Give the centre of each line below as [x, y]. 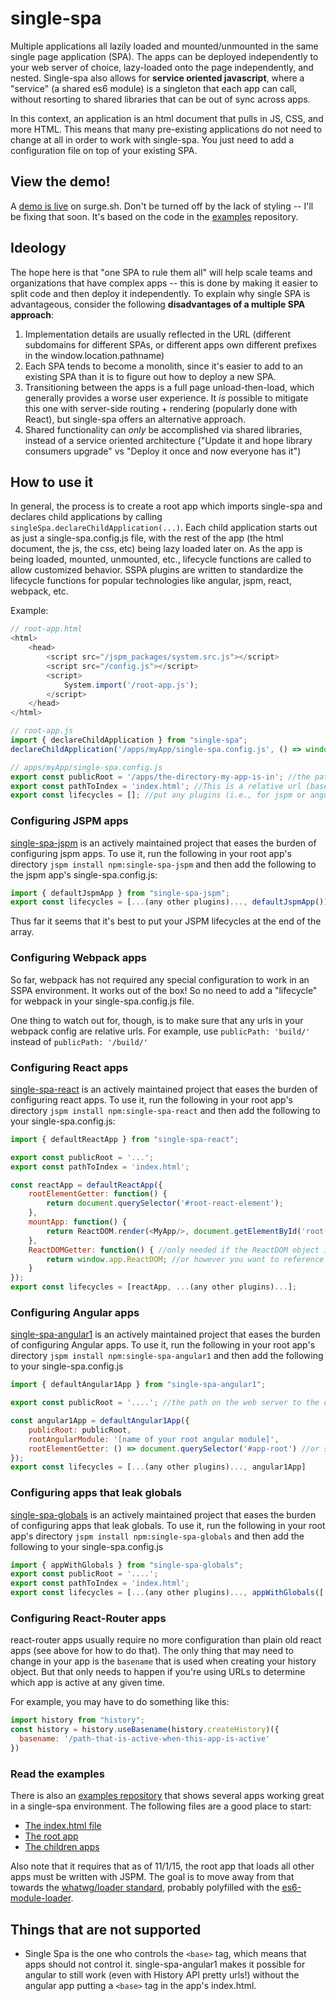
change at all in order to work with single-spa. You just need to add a [152, 139]
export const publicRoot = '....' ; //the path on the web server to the [165, 1403]
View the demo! [60, 182]
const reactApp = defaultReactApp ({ [86, 1185]
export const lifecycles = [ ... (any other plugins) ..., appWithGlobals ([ [167, 1593]
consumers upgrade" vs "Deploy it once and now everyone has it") [163, 451]
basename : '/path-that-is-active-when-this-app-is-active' [145, 1739]
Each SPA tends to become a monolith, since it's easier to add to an [164, 366]
